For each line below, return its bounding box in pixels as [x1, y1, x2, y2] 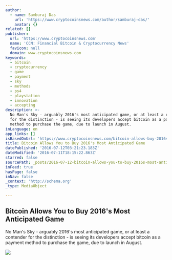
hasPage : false [5, 169, 38, 175]
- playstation [10, 93, 40, 98]
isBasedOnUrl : [5, 136, 36, 141]
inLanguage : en [5, 126, 38, 132]
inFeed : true [5, 164, 33, 169]
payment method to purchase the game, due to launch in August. [5, 239, 142, 246]
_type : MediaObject [5, 184, 47, 189]
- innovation [10, 98, 38, 103]
